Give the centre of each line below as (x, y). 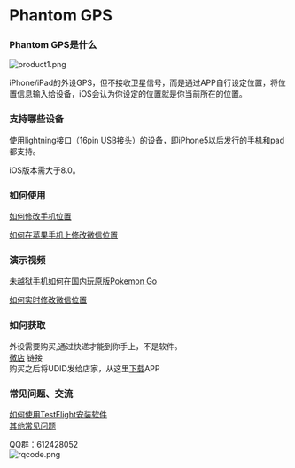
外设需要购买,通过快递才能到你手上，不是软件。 (96, 346)
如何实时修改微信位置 (48, 300)
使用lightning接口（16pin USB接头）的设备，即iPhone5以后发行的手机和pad (147, 140)
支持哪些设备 (37, 119)
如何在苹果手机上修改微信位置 (63, 235)
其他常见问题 (32, 425)
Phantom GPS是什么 (53, 45)
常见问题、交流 (41, 394)
